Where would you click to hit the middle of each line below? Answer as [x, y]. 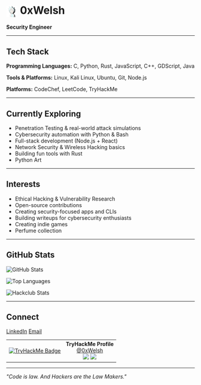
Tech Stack [28, 51]
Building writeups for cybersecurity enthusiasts [73, 218]
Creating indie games [41, 224]
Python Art [28, 160]
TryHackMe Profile [90, 344]
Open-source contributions [48, 205]
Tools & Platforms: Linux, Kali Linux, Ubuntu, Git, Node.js [77, 78]
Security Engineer [29, 27]
